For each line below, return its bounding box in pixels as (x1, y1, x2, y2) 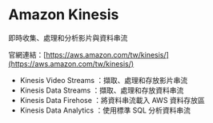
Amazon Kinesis (8, 6, 119, 24)
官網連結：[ (8, 50, 46, 59)
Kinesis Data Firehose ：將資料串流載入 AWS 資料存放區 (19, 95, 206, 105)
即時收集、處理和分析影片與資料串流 (8, 33, 128, 42)
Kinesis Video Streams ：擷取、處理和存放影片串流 (19, 75, 188, 85)
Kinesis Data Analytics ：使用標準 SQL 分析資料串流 (19, 105, 191, 115)
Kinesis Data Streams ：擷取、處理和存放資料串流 (19, 85, 184, 95)
